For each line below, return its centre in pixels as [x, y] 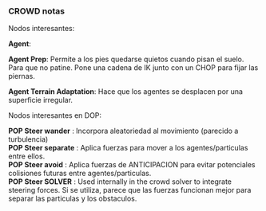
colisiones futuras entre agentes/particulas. [80, 174]
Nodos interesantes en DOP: [55, 115]
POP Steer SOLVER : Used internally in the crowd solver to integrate [120, 182]
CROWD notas [37, 11]
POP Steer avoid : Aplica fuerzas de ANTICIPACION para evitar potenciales [132, 165]
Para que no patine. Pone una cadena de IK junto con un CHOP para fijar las [133, 68]
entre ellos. [27, 156]
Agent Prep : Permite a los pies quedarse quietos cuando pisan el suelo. [126, 59]
